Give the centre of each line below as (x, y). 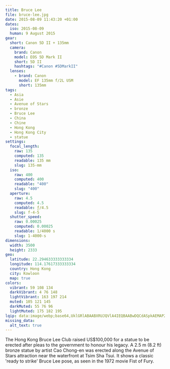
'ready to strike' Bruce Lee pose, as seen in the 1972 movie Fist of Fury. (80, 361)
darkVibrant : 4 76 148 (34, 292)
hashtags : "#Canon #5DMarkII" (46, 66)
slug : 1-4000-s (30, 236)
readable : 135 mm (33, 160)
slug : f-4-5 (27, 212)
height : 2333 (24, 250)
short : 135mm (32, 85)
